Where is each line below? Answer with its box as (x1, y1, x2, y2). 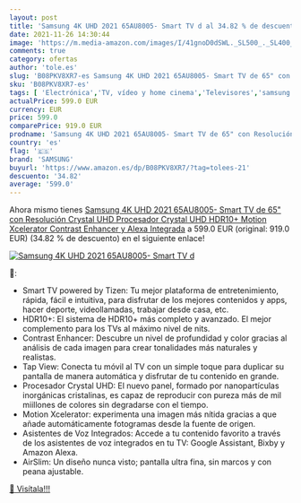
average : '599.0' (9, 180, 74, 189)
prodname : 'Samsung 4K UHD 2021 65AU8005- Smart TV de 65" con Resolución (9, 130, 295, 139)
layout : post (9, 13, 58, 22)
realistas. (21, 351, 56, 363)
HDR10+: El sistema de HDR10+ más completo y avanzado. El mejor (21, 314, 271, 325)
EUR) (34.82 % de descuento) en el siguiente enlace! (9, 233, 205, 244)
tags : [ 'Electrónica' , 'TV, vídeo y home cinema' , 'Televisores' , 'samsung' (9, 88, 295, 97)
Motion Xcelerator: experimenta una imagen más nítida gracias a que (21, 409, 278, 420)
